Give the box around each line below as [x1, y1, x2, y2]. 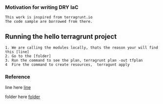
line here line [5, 85, 31, 90]
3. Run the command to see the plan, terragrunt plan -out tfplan [5, 58, 143, 63]
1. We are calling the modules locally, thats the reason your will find [5, 45, 159, 50]
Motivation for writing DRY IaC [5, 4, 79, 11]
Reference [5, 73, 30, 80]
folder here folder [5, 94, 41, 100]
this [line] [5, 50, 29, 54]
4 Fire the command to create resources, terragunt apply [5, 62, 130, 67]
